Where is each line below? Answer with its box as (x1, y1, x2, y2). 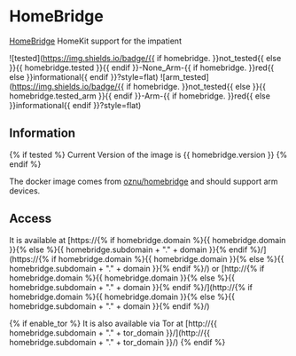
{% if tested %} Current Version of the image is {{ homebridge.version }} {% (9, 149, 288, 160)
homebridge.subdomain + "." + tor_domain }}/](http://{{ (9, 327, 211, 338)
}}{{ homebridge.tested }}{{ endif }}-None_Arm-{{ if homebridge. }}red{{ (9, 62, 275, 73)
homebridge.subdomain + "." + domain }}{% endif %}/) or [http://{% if (9, 263, 265, 273)
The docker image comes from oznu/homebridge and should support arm (9, 176, 278, 186)
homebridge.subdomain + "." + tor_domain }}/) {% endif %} (9, 336, 226, 347)
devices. (9, 185, 41, 196)
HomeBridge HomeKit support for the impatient (9, 36, 182, 46)
